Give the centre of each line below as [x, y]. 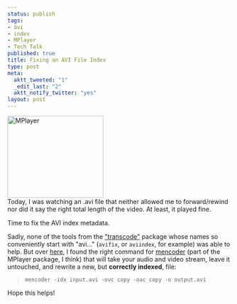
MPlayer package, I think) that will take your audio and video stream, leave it [119, 259]
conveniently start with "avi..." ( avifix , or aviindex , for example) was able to [119, 244]
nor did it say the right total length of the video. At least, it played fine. [109, 209]
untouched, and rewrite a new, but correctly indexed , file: [92, 267]
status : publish [31, 14]
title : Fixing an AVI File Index [57, 60]
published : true [31, 54]
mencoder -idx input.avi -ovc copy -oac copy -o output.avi [115, 280]
